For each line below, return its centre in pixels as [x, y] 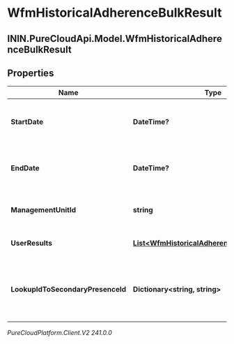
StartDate [27, 122]
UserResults [32, 244]
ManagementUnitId [44, 210]
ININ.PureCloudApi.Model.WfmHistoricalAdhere [115, 39]
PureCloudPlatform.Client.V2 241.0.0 [60, 333]
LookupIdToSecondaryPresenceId [69, 290]
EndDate [25, 168]
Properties [31, 73]
